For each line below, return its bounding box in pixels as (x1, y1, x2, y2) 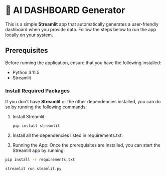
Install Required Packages (5, 87, 70, 94)
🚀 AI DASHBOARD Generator (5, 5, 125, 16)
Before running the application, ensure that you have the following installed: (5, 60, 161, 66)
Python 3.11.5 (12, 69, 40, 75)
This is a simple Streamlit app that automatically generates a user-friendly (5, 21, 159, 27)
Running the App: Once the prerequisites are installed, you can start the (12, 142, 160, 148)
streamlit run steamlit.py (5, 166, 62, 171)
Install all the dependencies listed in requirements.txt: (12, 132, 123, 138)
